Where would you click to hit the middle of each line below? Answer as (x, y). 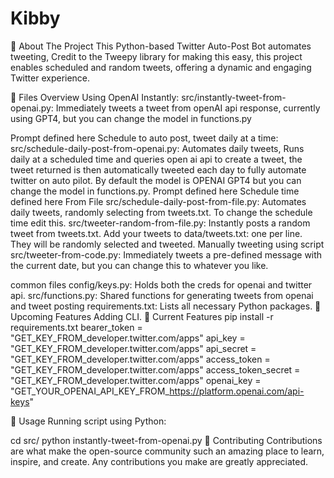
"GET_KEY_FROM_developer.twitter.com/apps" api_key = (128, 338)
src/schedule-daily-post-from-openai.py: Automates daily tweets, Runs (157, 148)
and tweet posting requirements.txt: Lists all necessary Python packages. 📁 (166, 306)
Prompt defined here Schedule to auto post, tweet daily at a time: (144, 138)
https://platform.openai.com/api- (237, 391)
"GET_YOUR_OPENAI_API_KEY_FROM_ (90, 391)
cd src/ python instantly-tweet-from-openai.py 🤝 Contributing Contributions (166, 440)
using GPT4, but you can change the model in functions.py (131, 118)
